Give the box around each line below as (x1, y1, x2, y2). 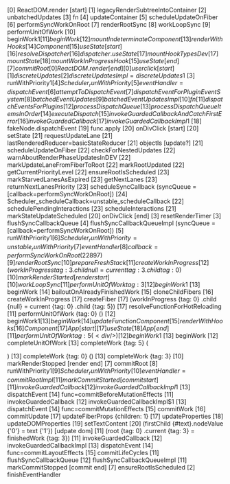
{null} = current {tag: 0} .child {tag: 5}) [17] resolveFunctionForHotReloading (7, 302, 222, 311)
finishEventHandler (7, 470, 61, 479)
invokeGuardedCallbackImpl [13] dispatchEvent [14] (7, 441, 153, 450)
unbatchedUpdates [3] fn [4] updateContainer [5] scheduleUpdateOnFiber (7, 13, 218, 21)
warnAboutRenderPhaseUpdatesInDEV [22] (7, 153, 131, 161)
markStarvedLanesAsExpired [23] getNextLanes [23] (7, 175, 158, 183)
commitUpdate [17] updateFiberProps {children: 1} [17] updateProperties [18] (7, 412, 224, 421)
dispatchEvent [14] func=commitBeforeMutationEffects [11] (7, 391, 174, 399)
